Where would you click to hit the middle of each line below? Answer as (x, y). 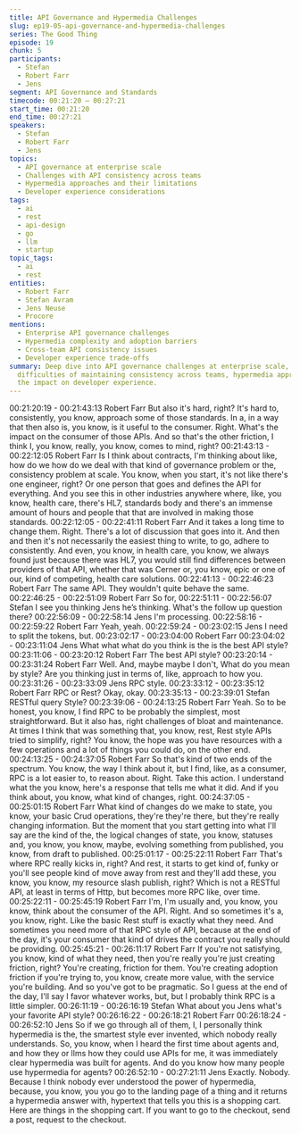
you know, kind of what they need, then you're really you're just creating (142, 959)
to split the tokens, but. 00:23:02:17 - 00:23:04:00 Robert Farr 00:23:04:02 (147, 636)
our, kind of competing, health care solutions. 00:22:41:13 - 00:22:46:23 (142, 579)
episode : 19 (31, 42)
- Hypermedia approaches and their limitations (108, 184)
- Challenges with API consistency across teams (109, 175)
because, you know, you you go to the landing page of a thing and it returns (148, 1091)
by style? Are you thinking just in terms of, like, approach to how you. (136, 674)
